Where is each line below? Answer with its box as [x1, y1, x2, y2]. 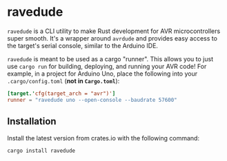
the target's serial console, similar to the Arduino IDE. [7, 41, 159, 50]
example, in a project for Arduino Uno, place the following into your [7, 69, 198, 78]
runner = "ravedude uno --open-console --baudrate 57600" [7, 96, 177, 103]
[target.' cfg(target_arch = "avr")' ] [7, 90, 116, 97]
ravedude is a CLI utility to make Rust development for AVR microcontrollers [7, 27, 221, 35]
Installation [7, 116, 57, 127]
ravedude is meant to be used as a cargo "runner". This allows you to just [7, 54, 214, 63]
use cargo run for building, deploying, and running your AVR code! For [7, 62, 207, 70]
